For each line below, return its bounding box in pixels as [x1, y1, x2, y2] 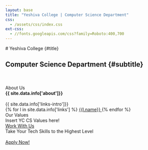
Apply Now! [5, 139, 30, 145]
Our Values [5, 112, 29, 118]
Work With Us [5, 122, 35, 128]
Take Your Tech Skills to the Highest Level [5, 128, 93, 134]
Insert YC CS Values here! [5, 117, 60, 123]
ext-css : [5, 27, 24, 32]
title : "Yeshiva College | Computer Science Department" [5, 12, 129, 17]
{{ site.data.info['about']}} [5, 90, 63, 96]
